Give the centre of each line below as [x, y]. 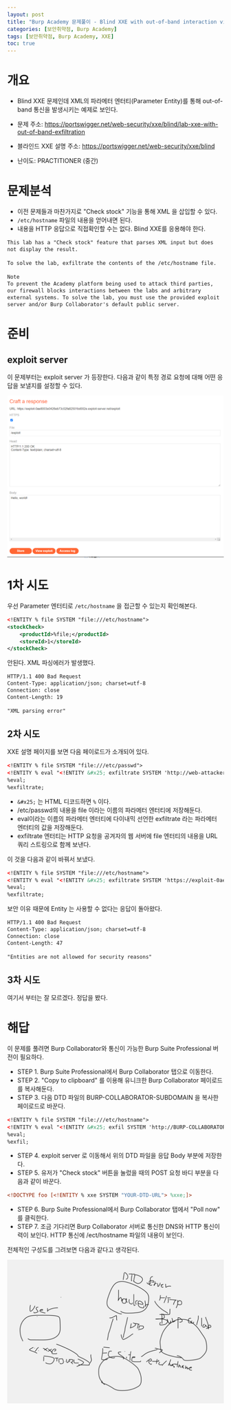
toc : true [21, 44]
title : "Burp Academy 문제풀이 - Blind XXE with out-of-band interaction [112, 22]
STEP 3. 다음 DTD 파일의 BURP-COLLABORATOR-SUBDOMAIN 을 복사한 [118, 1097]
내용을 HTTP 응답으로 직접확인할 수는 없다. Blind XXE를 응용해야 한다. [111, 228]
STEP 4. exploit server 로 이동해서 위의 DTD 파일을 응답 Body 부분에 [110, 1155]
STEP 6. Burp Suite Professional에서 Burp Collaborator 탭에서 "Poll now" [119, 1209]
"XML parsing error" [37, 711]
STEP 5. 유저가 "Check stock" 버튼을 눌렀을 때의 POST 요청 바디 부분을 [114, 1173]
